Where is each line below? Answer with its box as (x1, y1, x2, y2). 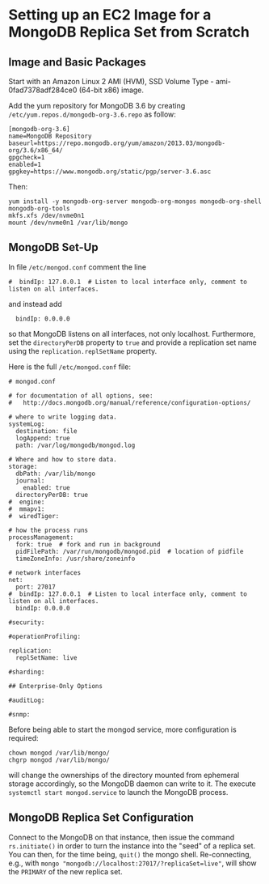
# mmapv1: (8, 504, 45, 513)
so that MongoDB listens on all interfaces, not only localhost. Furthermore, (8, 329, 256, 338)
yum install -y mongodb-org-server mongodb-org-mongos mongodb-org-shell (8, 198, 263, 206)
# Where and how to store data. (8, 455, 117, 463)
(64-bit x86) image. (78, 85, 144, 95)
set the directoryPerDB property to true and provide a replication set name (8, 338, 257, 347)
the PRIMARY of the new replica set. (8, 866, 123, 876)
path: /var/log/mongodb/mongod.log (15, 441, 136, 449)
